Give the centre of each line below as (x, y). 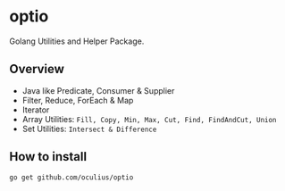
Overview (37, 69)
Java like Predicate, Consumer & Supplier (98, 90)
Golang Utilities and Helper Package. (77, 41)
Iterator (36, 110)
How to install (48, 157)
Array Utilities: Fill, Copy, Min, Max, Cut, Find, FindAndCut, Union (149, 119)
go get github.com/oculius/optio (71, 177)
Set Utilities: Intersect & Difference (89, 129)
